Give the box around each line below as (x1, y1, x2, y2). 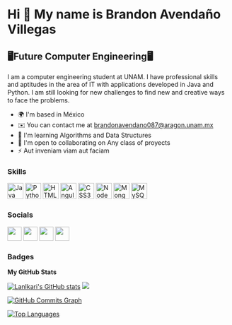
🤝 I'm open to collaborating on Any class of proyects (17, 138, 171, 147)
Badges (7, 252, 34, 261)
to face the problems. (7, 96, 70, 105)
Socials (7, 210, 33, 220)
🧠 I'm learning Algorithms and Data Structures (17, 131, 152, 139)
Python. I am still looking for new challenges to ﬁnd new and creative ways (7, 88, 225, 96)
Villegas (7, 21, 57, 37)
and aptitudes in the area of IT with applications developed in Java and (7, 81, 214, 88)
